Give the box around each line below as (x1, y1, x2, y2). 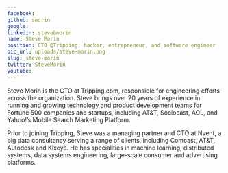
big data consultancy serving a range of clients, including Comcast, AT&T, (7, 136, 216, 144)
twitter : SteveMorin (7, 61, 66, 68)
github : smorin (7, 16, 51, 23)
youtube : (7, 67, 32, 74)
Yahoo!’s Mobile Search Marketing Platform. (7, 115, 131, 124)
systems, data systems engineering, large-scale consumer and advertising (7, 150, 218, 159)
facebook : (7, 10, 36, 17)
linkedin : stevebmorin (7, 29, 72, 36)
